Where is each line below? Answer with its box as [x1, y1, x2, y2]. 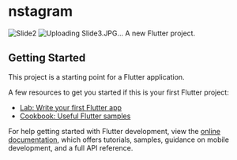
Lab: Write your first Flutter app [19, 102, 122, 112]
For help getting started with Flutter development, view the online [8, 126, 221, 136]
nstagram [8, 2, 73, 20]
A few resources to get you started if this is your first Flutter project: [8, 87, 229, 97]
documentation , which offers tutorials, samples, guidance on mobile [8, 135, 229, 144]
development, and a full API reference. [8, 143, 134, 152]
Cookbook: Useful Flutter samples [19, 111, 131, 121]
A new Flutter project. [125, 28, 196, 38]
